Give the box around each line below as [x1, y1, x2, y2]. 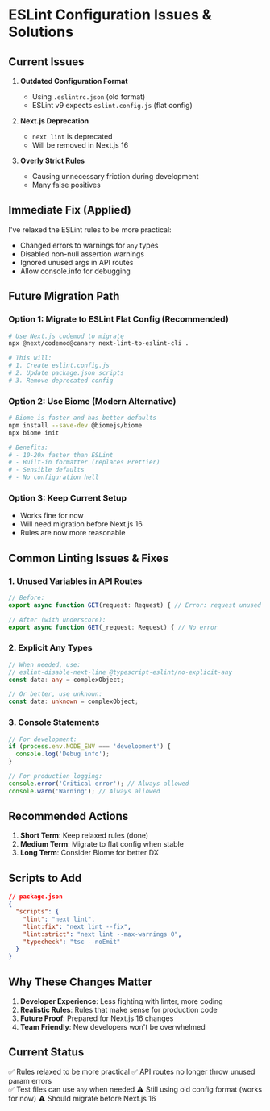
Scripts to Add [8, 871, 82, 884]
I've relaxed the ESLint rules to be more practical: [8, 224, 172, 235]
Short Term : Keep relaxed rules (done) [19, 830, 149, 840]
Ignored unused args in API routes [19, 257, 134, 267]
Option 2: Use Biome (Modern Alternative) [8, 395, 177, 406]
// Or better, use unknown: [8, 690, 103, 698]
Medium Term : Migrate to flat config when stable [19, 839, 184, 849]
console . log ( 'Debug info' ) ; [15, 750, 110, 759]
